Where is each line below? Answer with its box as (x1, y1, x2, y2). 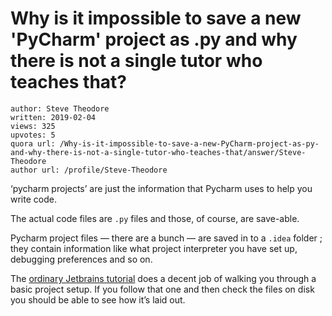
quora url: (10, 138, 56, 149)
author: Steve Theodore (10, 103, 110, 114)
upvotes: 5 (10, 130, 56, 140)
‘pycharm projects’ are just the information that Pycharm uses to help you (10, 182, 313, 194)
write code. (10, 193, 57, 205)
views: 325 (10, 121, 56, 131)
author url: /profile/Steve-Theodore (10, 165, 168, 175)
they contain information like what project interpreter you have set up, (10, 242, 298, 254)
